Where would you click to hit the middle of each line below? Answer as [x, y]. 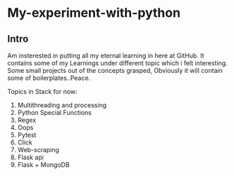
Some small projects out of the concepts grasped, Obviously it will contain [115, 70]
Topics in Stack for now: [42, 92]
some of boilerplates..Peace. [49, 78]
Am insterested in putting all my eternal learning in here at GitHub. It [106, 55]
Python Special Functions [54, 113]
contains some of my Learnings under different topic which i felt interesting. [117, 63]
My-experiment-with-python [94, 13]
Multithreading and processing [62, 105]
